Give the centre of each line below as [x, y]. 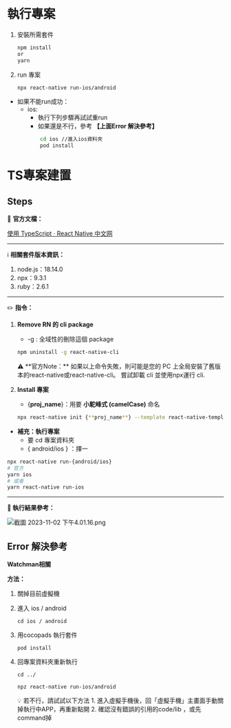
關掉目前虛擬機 [38, 593]
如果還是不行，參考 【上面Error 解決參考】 [98, 126]
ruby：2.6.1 [33, 286]
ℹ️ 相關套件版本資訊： [36, 255]
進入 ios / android [42, 609]
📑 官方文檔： [25, 219]
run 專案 [29, 75]
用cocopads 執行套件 [47, 635]
